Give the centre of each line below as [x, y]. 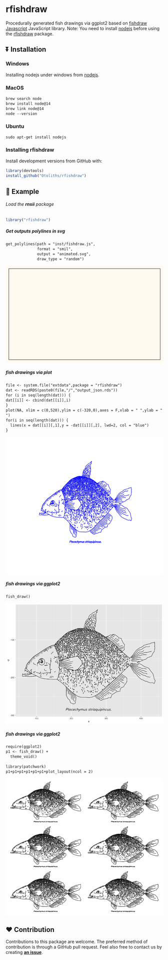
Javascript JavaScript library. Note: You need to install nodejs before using [82, 28]
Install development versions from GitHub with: [54, 161]
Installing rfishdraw [30, 150]
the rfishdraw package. [30, 34]
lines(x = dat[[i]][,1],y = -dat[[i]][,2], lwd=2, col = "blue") [80, 425]
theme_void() [24, 757]
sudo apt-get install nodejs [36, 137]
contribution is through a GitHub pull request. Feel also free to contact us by [84, 947]
